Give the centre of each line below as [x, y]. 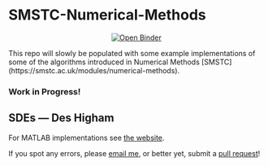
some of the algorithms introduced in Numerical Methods [104, 62]
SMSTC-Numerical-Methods [107, 15]
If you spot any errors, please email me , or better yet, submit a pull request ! [134, 153]
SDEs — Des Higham [61, 118]
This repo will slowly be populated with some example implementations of [132, 53]
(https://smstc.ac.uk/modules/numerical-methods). [94, 70]
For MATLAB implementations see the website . [86, 138]
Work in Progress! [45, 91]
